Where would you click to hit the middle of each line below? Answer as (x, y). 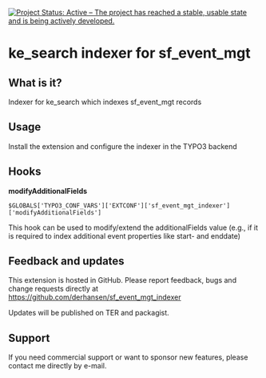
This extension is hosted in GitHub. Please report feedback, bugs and (123, 280)
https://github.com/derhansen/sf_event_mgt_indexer (95, 297)
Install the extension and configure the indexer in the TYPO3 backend (123, 146)
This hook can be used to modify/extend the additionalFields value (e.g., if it (133, 227)
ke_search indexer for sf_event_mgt (130, 53)
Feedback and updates (67, 261)
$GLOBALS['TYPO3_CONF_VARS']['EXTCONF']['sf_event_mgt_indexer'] (119, 205)
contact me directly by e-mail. (58, 366)
